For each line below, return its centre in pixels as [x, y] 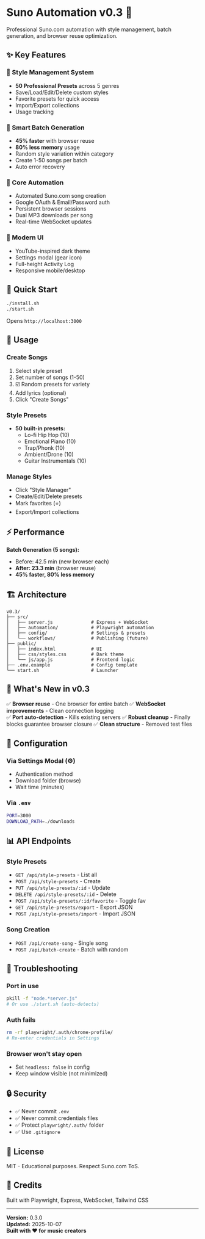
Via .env [19, 803]
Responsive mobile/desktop [50, 270]
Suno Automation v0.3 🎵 [70, 13]
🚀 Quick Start [32, 289]
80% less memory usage [48, 147]
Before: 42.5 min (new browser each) [62, 562]
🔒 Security [27, 1093]
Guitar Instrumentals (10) [55, 461]
